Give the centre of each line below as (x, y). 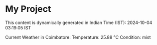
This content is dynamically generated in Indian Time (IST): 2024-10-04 (79, 22)
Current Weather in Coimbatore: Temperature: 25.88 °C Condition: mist (78, 37)
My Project (28, 9)
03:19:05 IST (18, 27)
